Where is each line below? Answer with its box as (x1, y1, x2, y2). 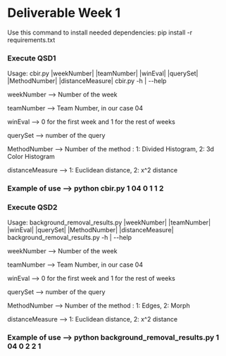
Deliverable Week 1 (7, 5, 121, 21)
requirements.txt (7, 35, 56, 44)
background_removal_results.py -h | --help (7, 234, 132, 242)
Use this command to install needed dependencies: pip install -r (7, 28, 193, 37)
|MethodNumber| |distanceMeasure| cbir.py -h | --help (7, 77, 167, 85)
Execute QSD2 (7, 203, 58, 212)
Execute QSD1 (7, 53, 56, 63)
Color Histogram (7, 153, 55, 161)
